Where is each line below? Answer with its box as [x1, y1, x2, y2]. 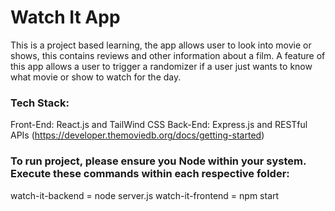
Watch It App [10, 6, 121, 29]
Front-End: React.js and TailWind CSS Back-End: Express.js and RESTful [10, 119, 308, 131]
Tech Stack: [10, 96, 70, 110]
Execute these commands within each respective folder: [10, 167, 290, 181]
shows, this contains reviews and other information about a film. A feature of [10, 49, 326, 61]
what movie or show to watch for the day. [10, 71, 182, 83]
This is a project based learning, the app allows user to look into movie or [10, 39, 312, 51]
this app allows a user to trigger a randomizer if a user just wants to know [10, 60, 313, 72]
